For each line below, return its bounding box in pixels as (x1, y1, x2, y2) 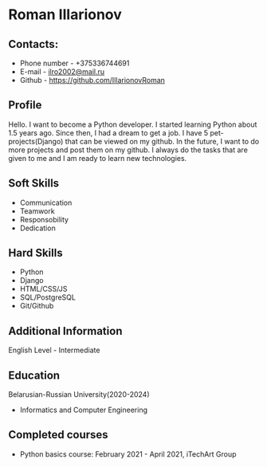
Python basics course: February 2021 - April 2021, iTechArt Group (19, 449, 237, 459)
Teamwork (19, 206, 55, 216)
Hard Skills (8, 246, 63, 260)
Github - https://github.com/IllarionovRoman (19, 76, 166, 84)
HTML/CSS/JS (19, 285, 68, 294)
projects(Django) (8, 136, 64, 146)
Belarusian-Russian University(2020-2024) (8, 390, 150, 399)
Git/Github (19, 301, 54, 311)
